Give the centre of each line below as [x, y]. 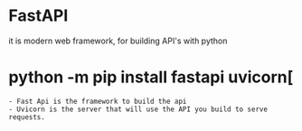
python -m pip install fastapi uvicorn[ [151, 77]
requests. [27, 117]
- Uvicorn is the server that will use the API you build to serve [138, 109]
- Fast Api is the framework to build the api [98, 101]
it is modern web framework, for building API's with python [118, 41]
